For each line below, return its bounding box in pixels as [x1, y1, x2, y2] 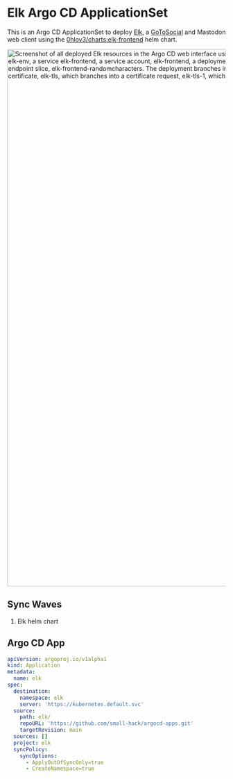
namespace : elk [19, 694, 64, 701]
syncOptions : [19, 752, 58, 760]
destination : [13, 687, 51, 695]
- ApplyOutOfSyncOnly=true [25, 759, 104, 766]
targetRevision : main [19, 727, 82, 734]
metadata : [7, 669, 36, 676]
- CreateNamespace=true [25, 765, 95, 772]
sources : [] [13, 733, 49, 740]
